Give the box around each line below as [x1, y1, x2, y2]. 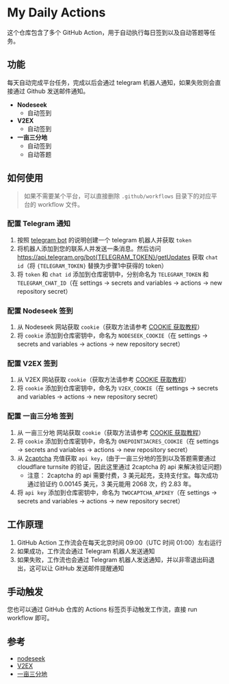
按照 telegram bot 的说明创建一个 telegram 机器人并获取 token [16, 236, 192, 244]
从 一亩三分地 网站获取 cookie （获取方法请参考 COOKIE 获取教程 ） [16, 428, 205, 436]
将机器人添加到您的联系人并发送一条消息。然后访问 [16, 244, 161, 253]
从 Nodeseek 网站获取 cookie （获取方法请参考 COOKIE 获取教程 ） [16, 323, 204, 331]
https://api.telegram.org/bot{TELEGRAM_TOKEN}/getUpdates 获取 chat [16, 253, 219, 261]
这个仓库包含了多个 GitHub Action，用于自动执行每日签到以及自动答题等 [7, 28, 210, 36]
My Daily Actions [7, 5, 106, 21]
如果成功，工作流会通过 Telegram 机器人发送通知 [16, 546, 155, 555]
